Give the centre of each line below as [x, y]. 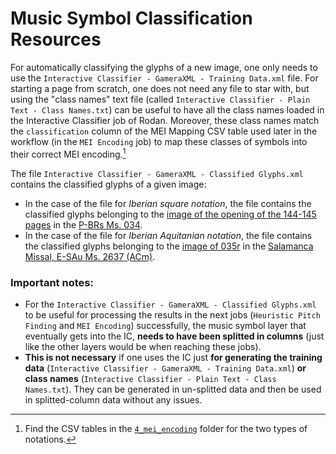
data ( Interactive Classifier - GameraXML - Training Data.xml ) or [165, 368]
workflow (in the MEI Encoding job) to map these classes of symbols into [159, 141]
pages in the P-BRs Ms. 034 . [83, 224]
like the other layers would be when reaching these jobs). [143, 346]
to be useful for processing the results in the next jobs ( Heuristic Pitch [172, 314]
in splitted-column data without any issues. [113, 399]
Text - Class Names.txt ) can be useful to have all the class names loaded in [167, 109]
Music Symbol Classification [131, 18]
